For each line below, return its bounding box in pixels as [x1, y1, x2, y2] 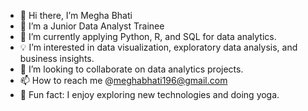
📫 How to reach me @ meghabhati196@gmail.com [19, 75, 228, 86]
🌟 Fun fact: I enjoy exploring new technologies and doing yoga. [19, 89, 280, 100]
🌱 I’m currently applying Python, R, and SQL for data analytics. [19, 31, 277, 42]
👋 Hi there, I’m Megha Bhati [19, 10, 133, 21]
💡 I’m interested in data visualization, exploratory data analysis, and [19, 41, 298, 53]
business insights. [19, 53, 95, 64]
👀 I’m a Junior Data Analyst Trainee [19, 20, 165, 32]
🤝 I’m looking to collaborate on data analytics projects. [19, 63, 244, 75]
